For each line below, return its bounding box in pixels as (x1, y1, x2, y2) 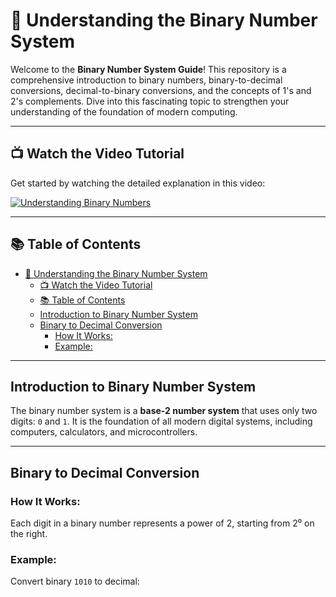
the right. (10, 528, 48, 540)
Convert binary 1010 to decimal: (10, 575, 140, 588)
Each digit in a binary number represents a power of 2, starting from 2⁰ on (10, 517, 315, 529)
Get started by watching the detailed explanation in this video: (10, 177, 266, 189)
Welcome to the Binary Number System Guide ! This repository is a (10, 63, 287, 75)
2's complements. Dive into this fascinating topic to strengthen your (10, 95, 290, 107)
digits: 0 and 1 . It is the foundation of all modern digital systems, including (10, 415, 313, 428)
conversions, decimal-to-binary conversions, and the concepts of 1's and (10, 84, 312, 96)
